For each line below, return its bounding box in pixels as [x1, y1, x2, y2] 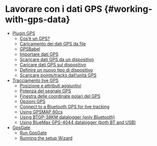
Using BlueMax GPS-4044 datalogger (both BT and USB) [19, 119, 136, 125]
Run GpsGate [19, 130, 47, 136]
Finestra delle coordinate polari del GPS [19, 93, 101, 99]
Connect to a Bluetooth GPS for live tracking [19, 104, 110, 109]
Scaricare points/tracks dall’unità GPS [19, 72, 97, 78]
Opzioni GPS [19, 98, 46, 104]
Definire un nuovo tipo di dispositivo [19, 67, 93, 73]
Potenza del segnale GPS [19, 88, 72, 94]
